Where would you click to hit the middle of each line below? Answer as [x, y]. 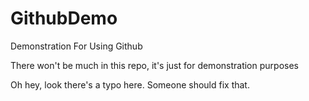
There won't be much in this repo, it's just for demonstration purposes [154, 65]
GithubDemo [64, 18]
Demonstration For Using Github [76, 46]
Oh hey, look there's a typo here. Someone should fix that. [130, 84]
